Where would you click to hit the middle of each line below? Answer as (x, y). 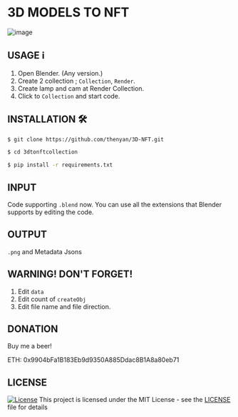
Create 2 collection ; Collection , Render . (76, 81)
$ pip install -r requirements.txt (60, 165)
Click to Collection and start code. (69, 96)
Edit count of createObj (52, 299)
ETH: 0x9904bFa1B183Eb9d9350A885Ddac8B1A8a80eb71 (93, 360)
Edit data (31, 291)
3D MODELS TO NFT (68, 12)
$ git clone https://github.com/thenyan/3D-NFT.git (86, 139)
